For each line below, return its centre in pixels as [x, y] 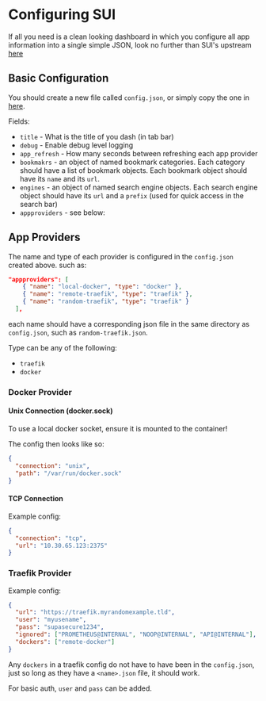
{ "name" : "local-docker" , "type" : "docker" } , [102, 287]
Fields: [19, 121]
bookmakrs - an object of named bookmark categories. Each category [132, 162]
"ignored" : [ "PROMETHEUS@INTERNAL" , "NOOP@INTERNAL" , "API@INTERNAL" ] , [136, 635]
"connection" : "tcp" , [51, 538]
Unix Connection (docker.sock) [61, 411]
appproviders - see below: [62, 213]
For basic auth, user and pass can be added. [80, 688]
